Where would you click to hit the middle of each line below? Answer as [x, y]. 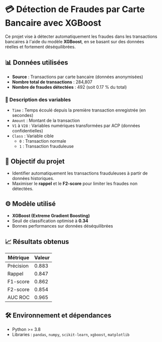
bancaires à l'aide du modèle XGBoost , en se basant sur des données [74, 41]
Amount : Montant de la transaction [46, 121]
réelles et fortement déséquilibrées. [40, 47]
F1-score [19, 282]
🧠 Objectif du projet [35, 161]
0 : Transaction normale [43, 141]
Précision [18, 266]
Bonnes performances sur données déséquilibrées [62, 226]
